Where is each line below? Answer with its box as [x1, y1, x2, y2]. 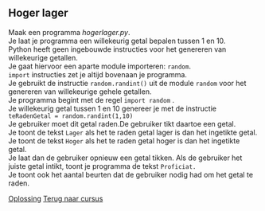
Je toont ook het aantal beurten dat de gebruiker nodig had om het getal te [8, 170, 253, 179]
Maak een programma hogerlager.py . [8, 27, 131, 37]
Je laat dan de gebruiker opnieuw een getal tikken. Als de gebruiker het [8, 153, 243, 162]
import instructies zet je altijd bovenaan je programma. [8, 69, 187, 79]
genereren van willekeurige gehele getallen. [8, 87, 152, 96]
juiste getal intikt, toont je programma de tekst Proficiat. [8, 161, 197, 170]
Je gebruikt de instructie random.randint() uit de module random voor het [8, 78, 247, 88]
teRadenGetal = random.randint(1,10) [8, 111, 134, 120]
